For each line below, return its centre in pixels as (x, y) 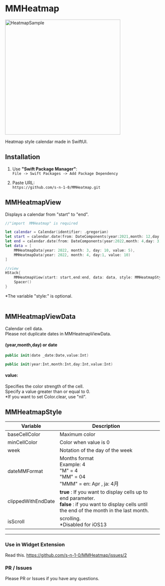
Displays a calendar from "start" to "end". (47, 214)
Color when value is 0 (85, 442)
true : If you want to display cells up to (104, 492)
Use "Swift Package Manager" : (45, 169)
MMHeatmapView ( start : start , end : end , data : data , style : (73, 278)
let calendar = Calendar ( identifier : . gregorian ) (57, 232)
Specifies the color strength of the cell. (44, 386)
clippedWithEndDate (31, 501)
